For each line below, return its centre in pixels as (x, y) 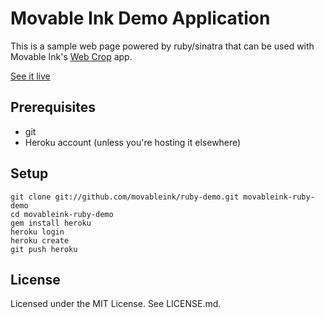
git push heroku (44, 249)
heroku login (37, 232)
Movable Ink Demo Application (140, 18)
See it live (30, 76)
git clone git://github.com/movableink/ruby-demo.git (125, 197)
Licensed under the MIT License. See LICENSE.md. (116, 304)
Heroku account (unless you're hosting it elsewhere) (133, 142)
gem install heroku (51, 223)
